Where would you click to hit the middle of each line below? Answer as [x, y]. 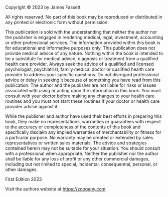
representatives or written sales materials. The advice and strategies [76, 143]
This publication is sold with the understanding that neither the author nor [81, 32]
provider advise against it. [32, 107]
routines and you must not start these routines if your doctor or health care [82, 101]
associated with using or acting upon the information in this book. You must [83, 90]
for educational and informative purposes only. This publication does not [80, 48]
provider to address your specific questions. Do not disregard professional [82, 74]
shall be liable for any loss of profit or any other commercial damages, [77, 159]
